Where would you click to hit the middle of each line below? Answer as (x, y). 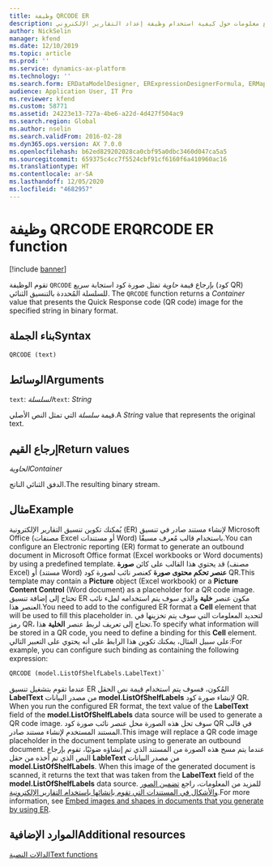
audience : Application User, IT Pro (71, 91)
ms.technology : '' (40, 76)
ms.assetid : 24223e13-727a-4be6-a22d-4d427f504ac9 (96, 114)
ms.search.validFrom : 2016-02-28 (66, 136)
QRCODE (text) (33, 354)
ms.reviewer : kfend (42, 99)
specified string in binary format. (64, 310)
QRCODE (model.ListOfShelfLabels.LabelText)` (87, 673)
